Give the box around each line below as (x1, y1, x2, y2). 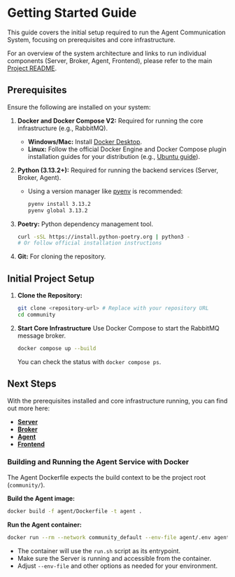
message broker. (17, 331, 66, 340)
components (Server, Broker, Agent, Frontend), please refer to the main (7, 56, 213, 64)
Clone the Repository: (17, 291, 83, 300)
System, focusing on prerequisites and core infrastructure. (7, 35, 176, 43)
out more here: (7, 404, 50, 412)
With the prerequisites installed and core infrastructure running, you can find (7, 396, 228, 405)
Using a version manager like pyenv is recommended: (27, 187, 183, 195)
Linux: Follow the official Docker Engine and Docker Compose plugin (27, 145, 227, 153)
